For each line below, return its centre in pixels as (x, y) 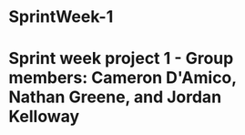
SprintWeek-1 (61, 17)
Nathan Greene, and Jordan (115, 97)
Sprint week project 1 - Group (121, 59)
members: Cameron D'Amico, (123, 78)
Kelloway (44, 117)
